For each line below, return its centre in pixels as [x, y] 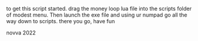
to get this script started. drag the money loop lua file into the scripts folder [99, 9]
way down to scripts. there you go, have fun [61, 21]
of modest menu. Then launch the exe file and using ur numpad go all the [97, 15]
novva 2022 [21, 33]
